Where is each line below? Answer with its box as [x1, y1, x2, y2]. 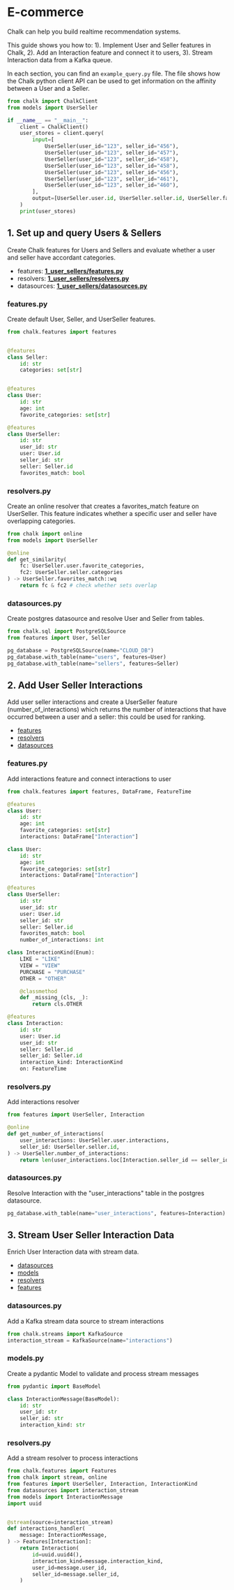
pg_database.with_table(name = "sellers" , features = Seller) [7, 660, 179, 667]
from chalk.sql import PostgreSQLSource [7, 628, 127, 635]
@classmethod [19, 987, 58, 995]
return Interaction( [19, 1545, 79, 1552]
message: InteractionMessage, [19, 1532, 108, 1539]
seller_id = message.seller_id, [32, 1570, 120, 1577]
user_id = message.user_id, [32, 1564, 108, 1571]
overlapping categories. [7, 517, 75, 525]
